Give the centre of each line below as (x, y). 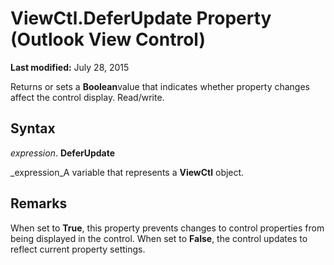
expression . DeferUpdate (63, 153)
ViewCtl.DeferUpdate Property (141, 18)
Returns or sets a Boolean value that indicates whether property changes (160, 86)
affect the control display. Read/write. (87, 97)
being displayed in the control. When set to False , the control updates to (159, 238)
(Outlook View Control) (108, 39)
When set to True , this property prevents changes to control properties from (167, 228)
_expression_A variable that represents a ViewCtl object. (127, 172)
